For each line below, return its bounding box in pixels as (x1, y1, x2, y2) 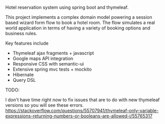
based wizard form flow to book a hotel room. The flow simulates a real (5, 20, 155, 25)
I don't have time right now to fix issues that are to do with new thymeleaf (5, 97, 160, 103)
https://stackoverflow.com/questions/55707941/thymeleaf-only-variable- (5, 108, 159, 113)
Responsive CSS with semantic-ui (12, 61, 84, 67)
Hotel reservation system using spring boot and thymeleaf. (5, 5, 129, 10)
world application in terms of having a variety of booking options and (5, 25, 151, 31)
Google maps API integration (12, 55, 74, 61)
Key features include (5, 40, 49, 46)
